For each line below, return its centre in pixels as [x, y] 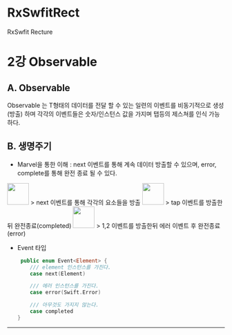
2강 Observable [52, 62]
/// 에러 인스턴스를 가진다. [64, 286]
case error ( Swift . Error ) [66, 293]
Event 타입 [32, 247]
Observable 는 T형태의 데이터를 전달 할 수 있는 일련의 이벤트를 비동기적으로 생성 [116, 105]
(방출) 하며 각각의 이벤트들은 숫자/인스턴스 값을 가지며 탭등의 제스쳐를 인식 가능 [114, 114]
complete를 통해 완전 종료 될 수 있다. [67, 173]
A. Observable [39, 88]
